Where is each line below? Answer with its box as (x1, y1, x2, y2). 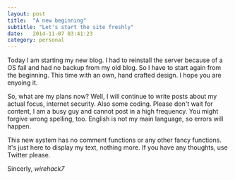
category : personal (7, 37, 65, 44)
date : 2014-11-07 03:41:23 (7, 30, 93, 37)
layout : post (7, 10, 46, 18)
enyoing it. (7, 78, 38, 87)
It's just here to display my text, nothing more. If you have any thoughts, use (7, 143, 228, 152)
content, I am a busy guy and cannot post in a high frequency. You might (7, 107, 219, 116)
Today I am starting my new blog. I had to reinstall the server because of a (7, 56, 224, 64)
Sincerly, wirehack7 (7, 164, 65, 173)
